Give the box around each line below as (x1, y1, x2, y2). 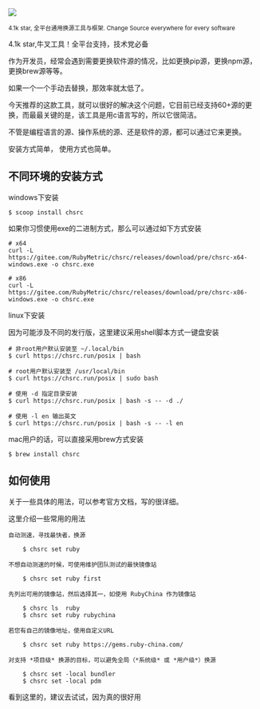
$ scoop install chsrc (8, 208, 84, 217)
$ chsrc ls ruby (22, 603, 81, 612)
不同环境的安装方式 (8, 169, 103, 183)
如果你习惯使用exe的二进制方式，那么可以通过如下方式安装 (8, 223, 202, 233)
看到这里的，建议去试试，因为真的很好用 (8, 691, 141, 702)
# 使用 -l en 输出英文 (8, 412, 77, 420)
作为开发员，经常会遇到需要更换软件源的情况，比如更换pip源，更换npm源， (8, 56, 257, 66)
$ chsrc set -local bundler (22, 670, 116, 678)
